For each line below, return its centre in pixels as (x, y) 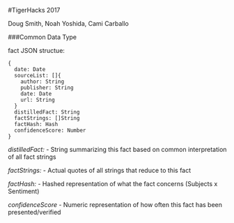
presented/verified (34, 212)
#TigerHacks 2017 (34, 10)
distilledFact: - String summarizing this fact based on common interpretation (117, 149)
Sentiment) (24, 191)
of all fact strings (32, 157)
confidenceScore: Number (50, 130)
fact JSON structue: (37, 51)
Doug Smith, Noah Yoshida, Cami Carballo (69, 23)
